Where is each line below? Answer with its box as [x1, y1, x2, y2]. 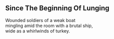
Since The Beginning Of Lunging [5, 4, 110, 12]
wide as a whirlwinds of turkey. [5, 27, 70, 34]
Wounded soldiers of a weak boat [5, 17, 76, 23]
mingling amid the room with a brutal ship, [5, 22, 93, 28]
